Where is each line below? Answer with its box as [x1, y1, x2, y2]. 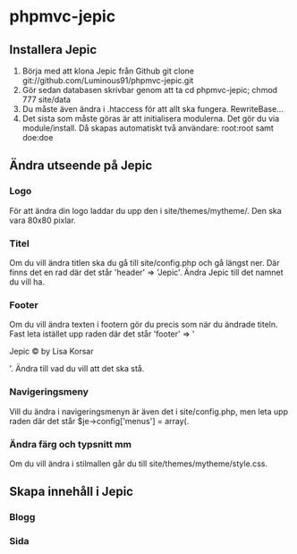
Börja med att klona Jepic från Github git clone [21, 65, 195, 76]
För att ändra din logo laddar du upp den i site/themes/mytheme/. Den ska [9, 205, 282, 216]
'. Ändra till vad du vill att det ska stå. [9, 363, 145, 374]
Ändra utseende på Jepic [9, 158, 153, 174]
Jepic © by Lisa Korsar [9, 346, 94, 357]
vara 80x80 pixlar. [9, 215, 76, 226]
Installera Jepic [9, 42, 98, 57]
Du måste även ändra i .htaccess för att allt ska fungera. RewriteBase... [21, 104, 284, 114]
